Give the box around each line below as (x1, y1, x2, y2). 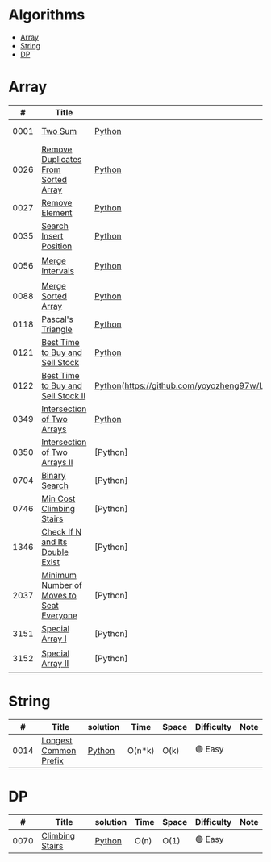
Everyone (41, 610, 78, 621)
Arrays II (41, 456, 73, 468)
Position (41, 240, 73, 252)
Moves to (41, 589, 77, 601)
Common (41, 744, 77, 756)
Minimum (41, 569, 77, 581)
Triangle (41, 323, 73, 335)
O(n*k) (127, 744, 155, 756)
